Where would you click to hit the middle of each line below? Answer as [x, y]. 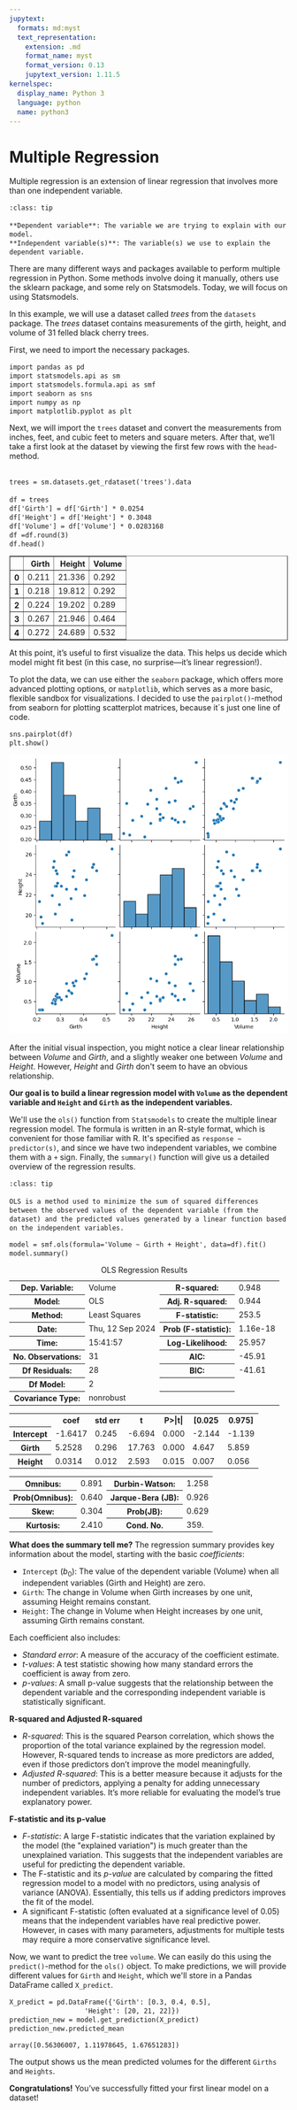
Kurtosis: [43, 1525]
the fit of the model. [58, 1902]
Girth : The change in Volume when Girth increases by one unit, [137, 1592]
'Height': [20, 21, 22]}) [132, 2011]
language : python [49, 103]
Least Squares [114, 1315]
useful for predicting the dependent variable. [103, 1864]
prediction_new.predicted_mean [67, 2029]
